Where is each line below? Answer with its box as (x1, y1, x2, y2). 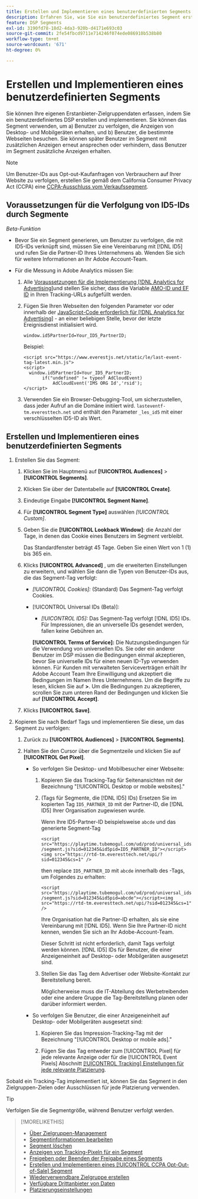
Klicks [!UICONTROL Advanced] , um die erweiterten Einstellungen (23, 562, 187, 569)
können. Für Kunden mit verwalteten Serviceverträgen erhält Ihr (32, 664, 187, 671)
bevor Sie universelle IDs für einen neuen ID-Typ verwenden (32, 658, 179, 665)
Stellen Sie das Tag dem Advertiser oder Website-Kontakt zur (41, 970, 190, 977)
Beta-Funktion (6, 225, 41, 232)
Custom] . (23, 515, 46, 522)
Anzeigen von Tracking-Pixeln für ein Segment (29, 1149, 143, 1156)
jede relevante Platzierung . (41, 1066, 106, 1073)
